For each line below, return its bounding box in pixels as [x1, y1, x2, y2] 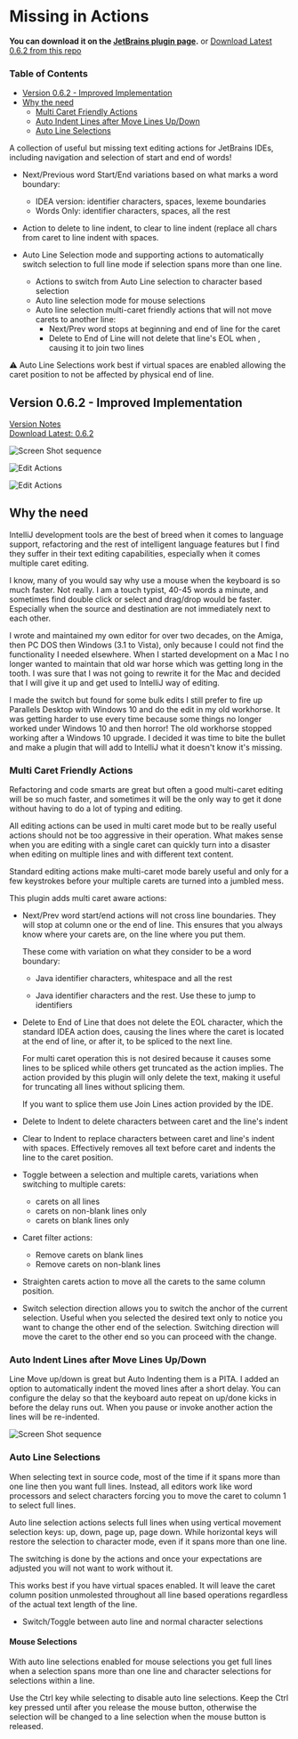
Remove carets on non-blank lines [35, 1259, 161, 1270]
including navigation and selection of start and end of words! [9, 152, 232, 163]
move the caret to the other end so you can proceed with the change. [21, 1331, 278, 1342]
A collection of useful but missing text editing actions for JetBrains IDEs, [9, 142, 274, 153]
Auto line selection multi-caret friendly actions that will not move [35, 305, 272, 315]
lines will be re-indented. [9, 1411, 101, 1422]
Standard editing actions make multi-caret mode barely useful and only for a [9, 866, 289, 877]
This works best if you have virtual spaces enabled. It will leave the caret [9, 1580, 276, 1590]
